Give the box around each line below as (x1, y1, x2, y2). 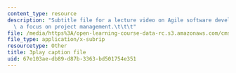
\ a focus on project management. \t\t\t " (13, 23, 137, 30)
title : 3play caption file (7, 49, 86, 56)
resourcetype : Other (7, 42, 68, 49)
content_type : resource (7, 10, 77, 17)
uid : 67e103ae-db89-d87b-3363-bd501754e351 (7, 56, 137, 63)
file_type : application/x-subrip (7, 36, 105, 43)
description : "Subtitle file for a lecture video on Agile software (7, 17, 212, 24)
